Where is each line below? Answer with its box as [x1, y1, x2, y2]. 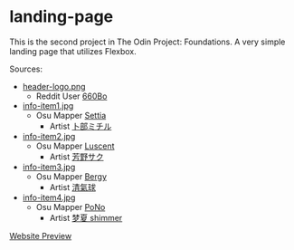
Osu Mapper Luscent [35, 140, 115, 151]
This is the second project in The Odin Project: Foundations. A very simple [9, 36, 286, 47]
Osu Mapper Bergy [35, 170, 107, 182]
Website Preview [9, 230, 72, 241]
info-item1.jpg [22, 100, 74, 111]
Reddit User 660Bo [35, 91, 108, 101]
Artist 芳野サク [49, 151, 104, 162]
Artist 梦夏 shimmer [49, 212, 123, 223]
